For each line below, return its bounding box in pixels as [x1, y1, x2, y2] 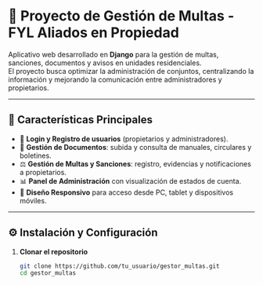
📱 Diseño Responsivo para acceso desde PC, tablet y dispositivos [19, 188, 233, 197]
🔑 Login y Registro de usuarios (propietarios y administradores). [19, 133, 229, 144]
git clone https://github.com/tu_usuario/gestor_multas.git [19, 262, 220, 270]
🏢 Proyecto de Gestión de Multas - [8, 7, 235, 25]
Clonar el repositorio [19, 247, 88, 256]
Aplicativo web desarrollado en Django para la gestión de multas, [8, 49, 219, 59]
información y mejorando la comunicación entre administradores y [8, 75, 222, 84]
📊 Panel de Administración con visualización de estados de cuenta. [19, 176, 242, 185]
